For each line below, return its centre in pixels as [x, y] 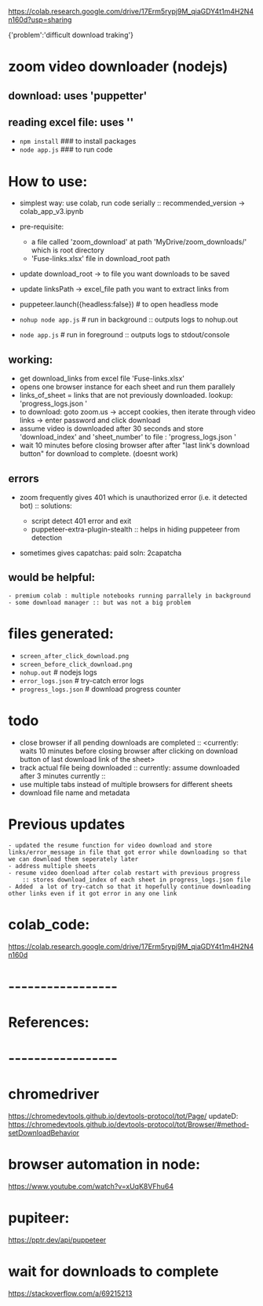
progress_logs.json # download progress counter [100, 689]
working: [31, 360]
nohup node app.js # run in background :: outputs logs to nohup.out [129, 320]
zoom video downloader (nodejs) [118, 67]
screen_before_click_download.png [76, 664]
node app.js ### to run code [66, 149]
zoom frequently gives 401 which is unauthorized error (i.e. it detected [133, 497]
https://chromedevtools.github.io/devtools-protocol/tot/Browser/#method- [129, 1124]
